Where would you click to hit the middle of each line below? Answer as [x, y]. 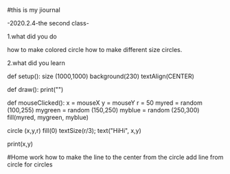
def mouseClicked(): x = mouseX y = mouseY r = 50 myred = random [105, 103]
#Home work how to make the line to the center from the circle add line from [115, 157]
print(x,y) [20, 144]
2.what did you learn [36, 63]
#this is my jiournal [34, 10]
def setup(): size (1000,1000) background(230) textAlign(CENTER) [101, 76]
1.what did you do [32, 36]
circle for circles [30, 164]
